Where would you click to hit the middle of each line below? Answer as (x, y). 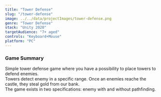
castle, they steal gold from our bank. (42, 84)
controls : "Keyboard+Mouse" (33, 37)
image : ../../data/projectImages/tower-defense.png (58, 18)
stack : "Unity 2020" (26, 28)
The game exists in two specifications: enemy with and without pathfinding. (80, 89)
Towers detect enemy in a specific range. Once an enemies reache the (76, 79)
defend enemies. (22, 74)
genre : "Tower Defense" (29, 23)
